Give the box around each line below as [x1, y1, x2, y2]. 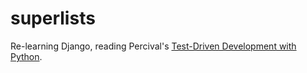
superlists [10, 7, 96, 30]
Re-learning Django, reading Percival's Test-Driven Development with [10, 40, 297, 52]
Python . [10, 50, 43, 62]
